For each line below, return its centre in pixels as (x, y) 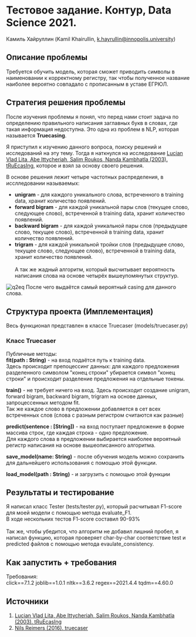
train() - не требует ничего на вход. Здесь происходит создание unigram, (98, 390)
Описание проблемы (47, 57)
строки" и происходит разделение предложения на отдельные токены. (95, 379)
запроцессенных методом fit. (43, 402)
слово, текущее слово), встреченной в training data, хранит (89, 232)
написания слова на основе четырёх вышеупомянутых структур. (97, 275)
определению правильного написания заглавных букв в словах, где (92, 123)
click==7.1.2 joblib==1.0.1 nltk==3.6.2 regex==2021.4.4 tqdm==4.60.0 (89, 583)
